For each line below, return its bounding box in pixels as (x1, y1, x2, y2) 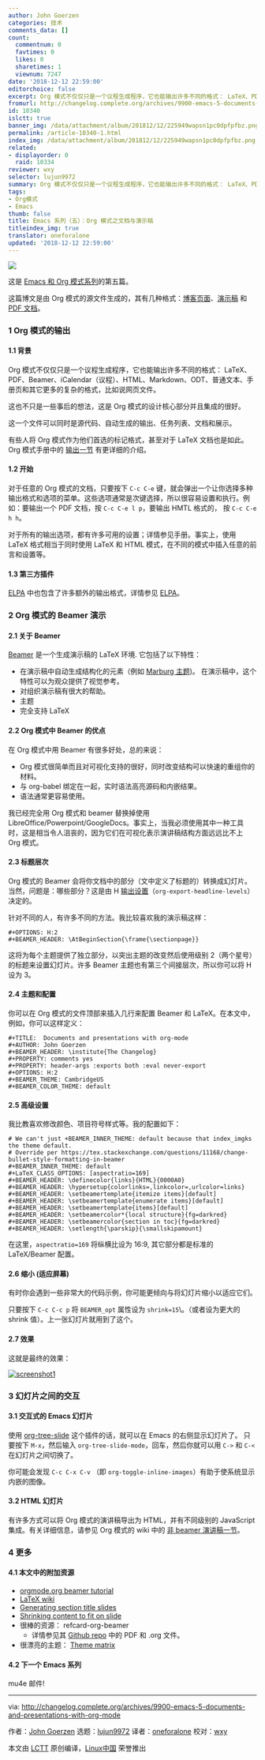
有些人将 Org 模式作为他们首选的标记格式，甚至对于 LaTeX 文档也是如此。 (8, 435, 248, 445)
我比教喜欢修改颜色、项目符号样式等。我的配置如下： (8, 1119, 181, 1129)
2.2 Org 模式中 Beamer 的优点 (8, 726, 106, 735)
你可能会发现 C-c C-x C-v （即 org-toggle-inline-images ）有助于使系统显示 (8, 1466, 256, 1477)
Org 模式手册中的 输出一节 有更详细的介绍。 (8, 445, 151, 454)
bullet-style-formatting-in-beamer (8, 1156, 125, 1164)
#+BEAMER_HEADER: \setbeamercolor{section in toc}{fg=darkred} (8, 1218, 221, 1226)
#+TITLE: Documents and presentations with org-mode (8, 1034, 189, 1042)
